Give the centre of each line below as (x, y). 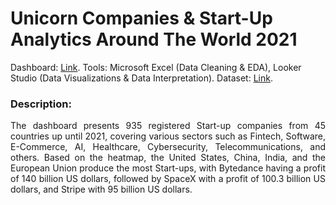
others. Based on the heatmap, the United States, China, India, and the (168, 158)
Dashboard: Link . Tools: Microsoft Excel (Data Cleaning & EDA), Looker (156, 67)
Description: (41, 104)
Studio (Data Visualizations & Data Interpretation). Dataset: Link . (141, 78)
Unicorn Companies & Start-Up (141, 18)
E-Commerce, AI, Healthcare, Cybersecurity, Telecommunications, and (168, 147)
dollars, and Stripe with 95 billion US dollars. (101, 189)
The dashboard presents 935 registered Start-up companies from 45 (168, 126)
